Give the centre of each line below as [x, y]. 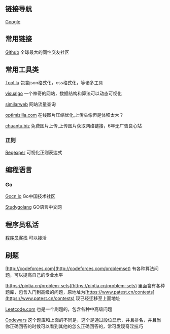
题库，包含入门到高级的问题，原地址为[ [46, 292]
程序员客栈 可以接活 [26, 238]
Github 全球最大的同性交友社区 [37, 52]
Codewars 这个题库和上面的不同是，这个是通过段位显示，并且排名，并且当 [83, 320]
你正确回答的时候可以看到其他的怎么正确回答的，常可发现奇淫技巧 [74, 326]
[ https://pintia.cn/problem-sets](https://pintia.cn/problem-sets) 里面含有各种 [85, 286]
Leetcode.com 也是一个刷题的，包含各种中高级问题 [59, 309]
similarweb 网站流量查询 [30, 104]
